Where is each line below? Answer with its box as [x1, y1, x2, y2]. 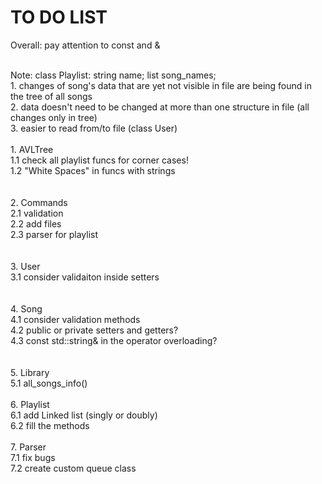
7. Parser [10, 441, 47, 453]
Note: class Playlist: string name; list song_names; [10, 69, 217, 81]
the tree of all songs [10, 90, 93, 102]
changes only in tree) [10, 111, 98, 123]
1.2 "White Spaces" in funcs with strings [10, 164, 176, 176]
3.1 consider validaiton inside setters [10, 271, 160, 283]
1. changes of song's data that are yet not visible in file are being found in [10, 79, 312, 91]
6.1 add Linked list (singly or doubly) [10, 409, 158, 421]
